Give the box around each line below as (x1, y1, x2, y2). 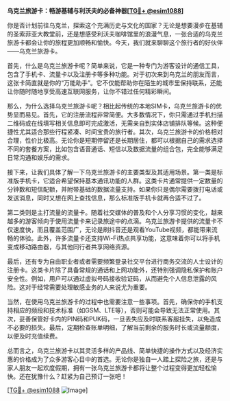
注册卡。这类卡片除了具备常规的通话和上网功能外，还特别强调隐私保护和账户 (7, 266, 223, 274)
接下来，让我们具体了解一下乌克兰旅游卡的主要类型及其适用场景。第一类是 (7, 168, 217, 176)
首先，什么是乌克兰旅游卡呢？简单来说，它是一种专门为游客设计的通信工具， (7, 62, 223, 69)
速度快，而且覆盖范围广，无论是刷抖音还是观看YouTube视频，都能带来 (12, 226, 212, 233)
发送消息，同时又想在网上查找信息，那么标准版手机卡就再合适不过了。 (7, 194, 205, 202)
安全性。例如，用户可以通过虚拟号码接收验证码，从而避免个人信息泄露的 (7, 275, 211, 282)
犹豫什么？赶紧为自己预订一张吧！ (30, 372, 127, 380)
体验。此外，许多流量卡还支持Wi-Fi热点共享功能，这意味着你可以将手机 (18, 234, 220, 242)
